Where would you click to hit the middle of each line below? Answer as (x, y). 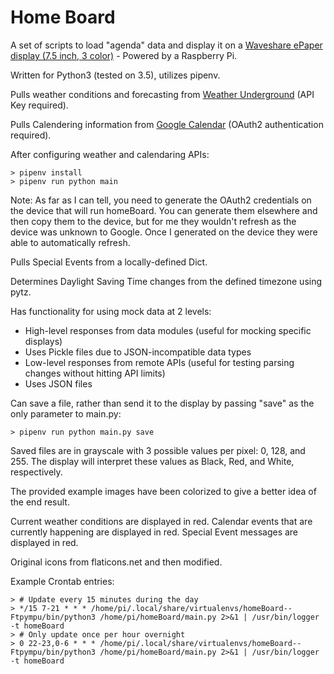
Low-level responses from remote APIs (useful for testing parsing (159, 362)
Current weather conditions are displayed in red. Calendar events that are (161, 521)
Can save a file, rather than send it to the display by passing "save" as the (162, 403)
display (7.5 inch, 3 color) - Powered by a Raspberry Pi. (124, 55)
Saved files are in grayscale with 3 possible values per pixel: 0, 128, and (158, 450)
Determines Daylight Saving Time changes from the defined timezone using (166, 281)
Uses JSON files (58, 383)
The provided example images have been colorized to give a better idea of (163, 491)
